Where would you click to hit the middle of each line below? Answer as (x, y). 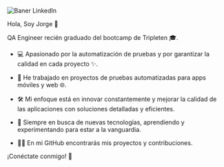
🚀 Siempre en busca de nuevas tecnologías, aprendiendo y (101, 122)
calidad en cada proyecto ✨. (58, 64)
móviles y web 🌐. (42, 85)
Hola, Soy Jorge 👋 (33, 24)
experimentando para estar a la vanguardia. (79, 130)
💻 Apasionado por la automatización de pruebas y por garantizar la (113, 54)
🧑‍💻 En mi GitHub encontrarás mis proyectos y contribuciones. (105, 143)
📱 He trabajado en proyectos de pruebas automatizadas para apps (112, 78)
